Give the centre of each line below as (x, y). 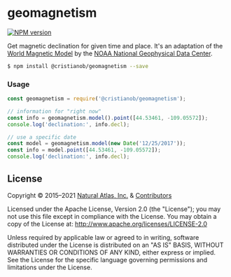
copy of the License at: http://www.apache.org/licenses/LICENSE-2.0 (107, 224)
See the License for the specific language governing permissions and (107, 259)
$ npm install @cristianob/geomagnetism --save (78, 66)
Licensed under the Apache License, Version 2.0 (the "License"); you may (114, 209)
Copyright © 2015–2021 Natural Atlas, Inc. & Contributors (90, 195)
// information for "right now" (54, 111)
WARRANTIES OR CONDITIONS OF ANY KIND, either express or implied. (111, 252)
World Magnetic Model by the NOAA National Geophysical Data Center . (110, 53)
